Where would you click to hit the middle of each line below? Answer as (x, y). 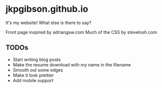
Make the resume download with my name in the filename (72, 64)
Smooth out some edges (38, 70)
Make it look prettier (33, 75)
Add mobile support (33, 80)
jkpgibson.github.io (47, 9)
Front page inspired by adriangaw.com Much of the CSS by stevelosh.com (81, 32)
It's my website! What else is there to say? (49, 23)
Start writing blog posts (37, 59)
